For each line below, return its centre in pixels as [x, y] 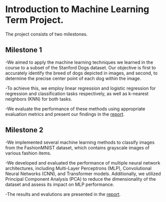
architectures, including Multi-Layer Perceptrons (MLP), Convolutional [78, 168]
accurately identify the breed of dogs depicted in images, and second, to [81, 73]
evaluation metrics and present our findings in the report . [65, 114]
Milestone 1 [24, 50]
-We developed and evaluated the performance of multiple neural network [83, 163]
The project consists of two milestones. [46, 34]
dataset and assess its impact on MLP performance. [60, 184]
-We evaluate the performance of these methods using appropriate [75, 109]
